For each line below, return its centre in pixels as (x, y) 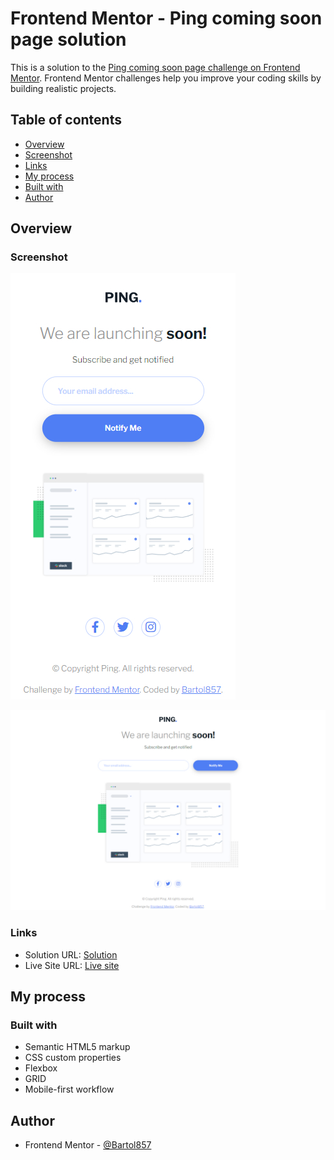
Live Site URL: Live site (72, 965)
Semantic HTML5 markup (77, 1047)
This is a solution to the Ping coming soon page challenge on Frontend (155, 67)
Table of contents (66, 120)
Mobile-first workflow (69, 1089)
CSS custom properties (73, 1058)
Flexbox (41, 1068)
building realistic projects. (63, 88)
